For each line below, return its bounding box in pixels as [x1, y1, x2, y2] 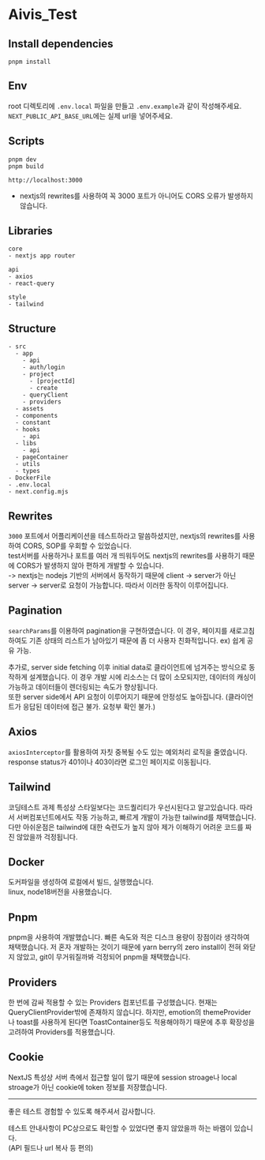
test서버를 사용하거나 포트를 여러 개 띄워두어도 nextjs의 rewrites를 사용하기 [8, 551, 241, 561]
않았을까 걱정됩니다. [16, 832, 78, 842]
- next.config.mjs [8, 488, 69, 496]
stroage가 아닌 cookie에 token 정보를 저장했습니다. [8, 1082, 167, 1091]
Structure [8, 321, 57, 335]
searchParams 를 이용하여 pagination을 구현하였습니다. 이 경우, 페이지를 [8, 625, 228, 635]
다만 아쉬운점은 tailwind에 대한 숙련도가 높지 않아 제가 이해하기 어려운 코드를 [8, 822, 244, 832]
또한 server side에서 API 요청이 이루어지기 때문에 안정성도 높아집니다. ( [8, 692, 229, 701]
